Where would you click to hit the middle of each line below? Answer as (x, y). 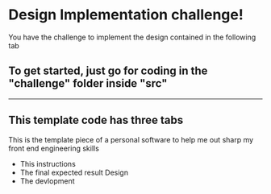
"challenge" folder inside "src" (88, 83)
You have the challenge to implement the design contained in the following (132, 37)
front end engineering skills (54, 148)
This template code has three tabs (96, 120)
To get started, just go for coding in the (108, 71)
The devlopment (47, 181)
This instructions (48, 163)
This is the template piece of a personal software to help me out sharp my (131, 139)
